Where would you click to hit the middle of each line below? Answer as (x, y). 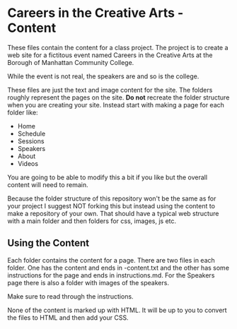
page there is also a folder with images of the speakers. (88, 282)
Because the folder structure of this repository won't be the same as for (112, 198)
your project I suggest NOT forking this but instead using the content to (111, 205)
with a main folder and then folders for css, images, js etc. (92, 221)
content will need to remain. (48, 184)
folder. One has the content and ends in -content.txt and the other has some (118, 268)
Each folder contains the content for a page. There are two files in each (111, 260)
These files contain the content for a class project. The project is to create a (118, 47)
